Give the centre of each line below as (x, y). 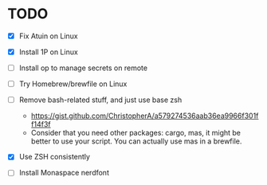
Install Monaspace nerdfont (64, 173)
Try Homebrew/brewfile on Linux (73, 84)
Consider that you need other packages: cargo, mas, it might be (135, 133)
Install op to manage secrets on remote (83, 68)
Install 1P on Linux (49, 52)
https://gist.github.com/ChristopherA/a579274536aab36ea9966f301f (145, 116)
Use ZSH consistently (55, 157)
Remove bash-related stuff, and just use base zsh (100, 100)
